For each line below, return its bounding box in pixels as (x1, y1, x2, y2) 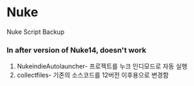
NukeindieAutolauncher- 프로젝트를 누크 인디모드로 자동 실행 (16, 62, 188, 70)
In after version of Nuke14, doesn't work (6, 45, 147, 55)
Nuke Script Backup (6, 27, 65, 36)
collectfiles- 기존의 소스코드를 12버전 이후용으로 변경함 (16, 71, 169, 80)
